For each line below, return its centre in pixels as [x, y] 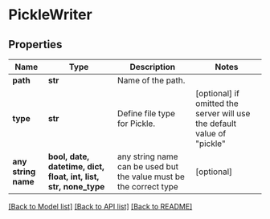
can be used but [148, 166]
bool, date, [69, 156]
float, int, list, [74, 176]
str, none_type [76, 187]
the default [216, 124]
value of [211, 134]
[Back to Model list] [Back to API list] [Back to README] [100, 207]
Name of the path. [151, 80]
